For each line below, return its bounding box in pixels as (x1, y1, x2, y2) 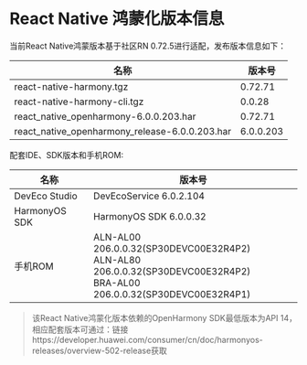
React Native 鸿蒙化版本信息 (9, 8, 225, 29)
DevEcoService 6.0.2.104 (92, 189, 206, 202)
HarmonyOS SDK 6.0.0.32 (92, 209, 207, 222)
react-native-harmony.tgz (14, 80, 129, 92)
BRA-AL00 (92, 276, 141, 289)
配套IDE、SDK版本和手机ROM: (9, 149, 124, 160)
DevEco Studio (14, 189, 78, 202)
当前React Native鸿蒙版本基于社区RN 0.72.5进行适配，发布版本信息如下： (9, 40, 287, 51)
